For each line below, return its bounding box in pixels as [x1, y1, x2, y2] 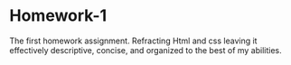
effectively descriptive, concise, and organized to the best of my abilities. [9, 44, 282, 55]
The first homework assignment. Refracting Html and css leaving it [9, 35, 258, 46]
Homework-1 [9, 5, 108, 26]
